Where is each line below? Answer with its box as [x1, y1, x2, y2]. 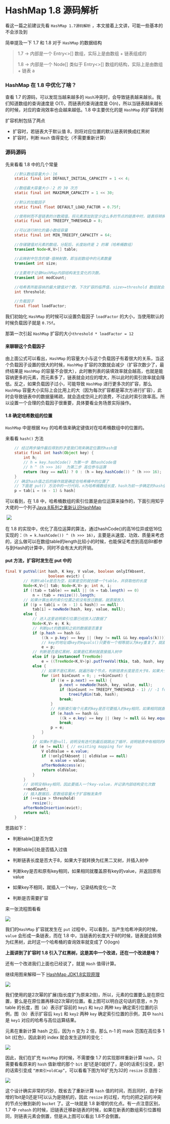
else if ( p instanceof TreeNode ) [32, 654, 103, 659]
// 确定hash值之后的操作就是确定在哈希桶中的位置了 [14, 479, 110, 484]
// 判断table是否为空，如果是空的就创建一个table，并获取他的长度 [23, 578, 147, 584]
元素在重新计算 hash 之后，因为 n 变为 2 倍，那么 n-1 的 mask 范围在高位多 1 [5, 1028, 165, 1034]
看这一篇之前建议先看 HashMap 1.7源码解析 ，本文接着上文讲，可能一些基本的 [5, 22, 163, 28]
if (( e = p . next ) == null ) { [50, 677, 112, 683]
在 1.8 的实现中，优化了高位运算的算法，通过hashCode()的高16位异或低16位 [5, 526, 163, 532]
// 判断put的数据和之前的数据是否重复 [32, 626, 103, 631]
